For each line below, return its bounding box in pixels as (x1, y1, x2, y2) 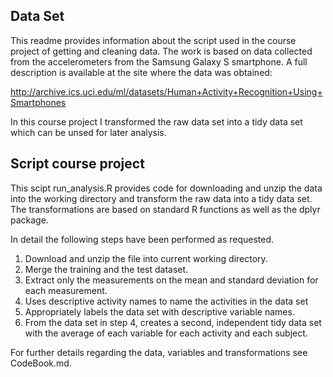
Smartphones (10, 96, 67, 108)
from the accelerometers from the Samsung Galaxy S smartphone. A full (10, 55, 308, 68)
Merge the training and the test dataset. (24, 263, 189, 275)
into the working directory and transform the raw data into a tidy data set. (10, 192, 313, 204)
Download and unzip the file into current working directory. (24, 252, 268, 264)
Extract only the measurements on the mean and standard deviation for (24, 274, 319, 286)
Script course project (10, 155, 145, 173)
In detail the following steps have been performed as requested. (10, 233, 275, 245)
